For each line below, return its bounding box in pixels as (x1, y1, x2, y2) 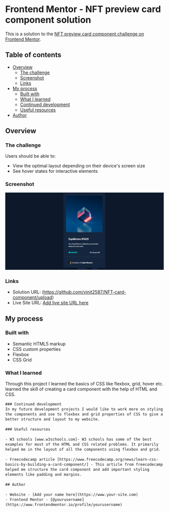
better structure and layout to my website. (5, 417, 100, 422)
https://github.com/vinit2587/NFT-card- (43, 289, 127, 295)
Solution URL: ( (12, 289, 44, 295)
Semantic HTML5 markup (12, 341, 66, 347)
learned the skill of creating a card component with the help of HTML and (5, 386, 157, 392)
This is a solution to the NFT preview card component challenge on (5, 31, 144, 37)
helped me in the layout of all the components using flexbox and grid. (5, 447, 161, 452)
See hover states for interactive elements (12, 168, 98, 174)
